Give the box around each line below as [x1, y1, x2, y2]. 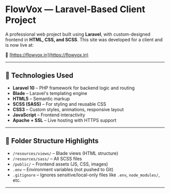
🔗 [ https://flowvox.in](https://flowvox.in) [5, 52, 89, 58]
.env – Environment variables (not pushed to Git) [12, 166, 114, 172]
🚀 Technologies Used [5, 71, 73, 80]
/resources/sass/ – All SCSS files [12, 155, 82, 162]
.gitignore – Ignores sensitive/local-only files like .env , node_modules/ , [12, 172, 160, 178]
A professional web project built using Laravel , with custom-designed [5, 31, 151, 37]
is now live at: [5, 42, 34, 48]
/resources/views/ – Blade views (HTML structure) [12, 150, 118, 156]
